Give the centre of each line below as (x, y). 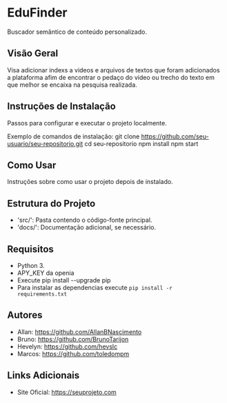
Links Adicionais (43, 376)
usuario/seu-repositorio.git (45, 143)
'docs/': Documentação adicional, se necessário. (87, 227)
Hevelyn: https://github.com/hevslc (67, 347)
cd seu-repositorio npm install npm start (141, 143)
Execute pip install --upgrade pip (64, 280)
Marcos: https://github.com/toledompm (73, 353)
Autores (25, 315)
